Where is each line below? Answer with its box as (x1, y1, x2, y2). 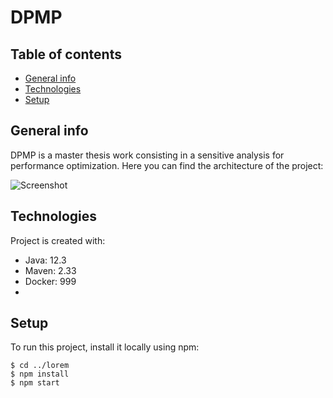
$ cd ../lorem (10, 361, 70, 371)
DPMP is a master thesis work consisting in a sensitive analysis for (10, 149, 285, 161)
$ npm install (10, 369, 70, 380)
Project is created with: (10, 234, 106, 246)
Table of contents (10, 46, 122, 63)
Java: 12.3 (24, 254, 67, 266)
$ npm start (10, 378, 60, 388)
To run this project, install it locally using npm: (10, 341, 200, 353)
